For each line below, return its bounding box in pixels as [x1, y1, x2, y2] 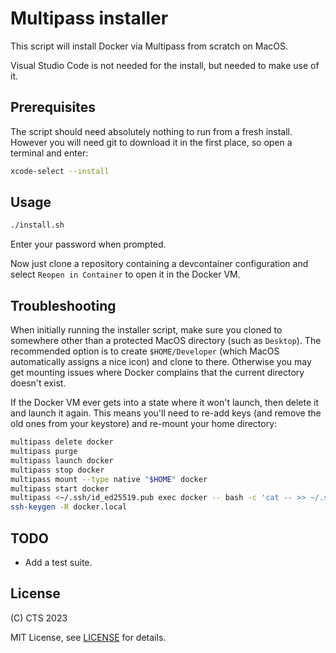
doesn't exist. [10, 377, 67, 389]
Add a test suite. [24, 556, 93, 568]
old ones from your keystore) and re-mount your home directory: [10, 418, 278, 430]
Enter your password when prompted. [10, 238, 167, 251]
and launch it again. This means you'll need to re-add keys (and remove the [10, 407, 322, 419]
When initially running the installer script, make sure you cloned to [10, 324, 283, 336]
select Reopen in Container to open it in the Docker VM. [10, 268, 241, 281]
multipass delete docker [10, 437, 114, 447]
